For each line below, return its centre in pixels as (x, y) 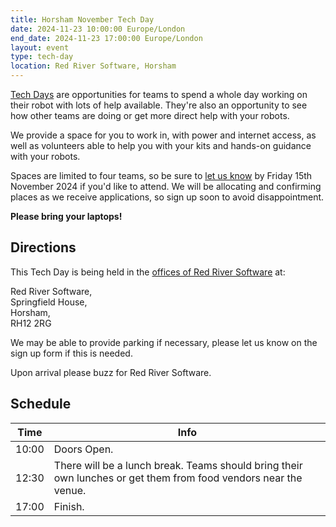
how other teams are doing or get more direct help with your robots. (150, 115)
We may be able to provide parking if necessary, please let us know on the (164, 342)
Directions (43, 247)
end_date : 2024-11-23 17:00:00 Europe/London (106, 38)
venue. (70, 490)
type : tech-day (42, 57)
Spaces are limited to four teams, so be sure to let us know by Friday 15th (161, 175)
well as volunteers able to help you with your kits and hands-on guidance (161, 145)
